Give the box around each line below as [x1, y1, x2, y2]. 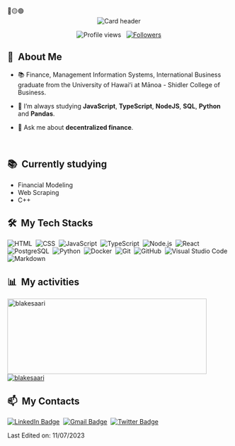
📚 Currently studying [7, 158, 108, 170]
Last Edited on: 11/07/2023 [7, 431, 85, 440]
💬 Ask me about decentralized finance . [17, 123, 134, 131]
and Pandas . [17, 109, 55, 118]
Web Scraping [17, 188, 59, 196]
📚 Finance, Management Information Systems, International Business [17, 70, 222, 79]
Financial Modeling [17, 180, 73, 189]
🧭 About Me [7, 51, 62, 63]
